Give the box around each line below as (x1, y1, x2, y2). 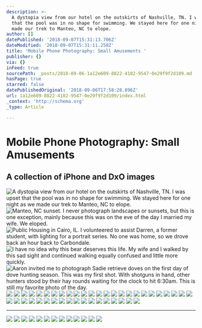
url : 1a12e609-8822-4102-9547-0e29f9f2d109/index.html (6, 93, 147, 99)
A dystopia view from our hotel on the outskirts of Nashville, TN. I (11, 14, 192, 20)
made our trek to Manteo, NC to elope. (11, 25, 112, 32)
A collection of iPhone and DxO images (6, 172, 155, 182)
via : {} (6, 59, 26, 65)
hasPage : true (6, 76, 42, 82)
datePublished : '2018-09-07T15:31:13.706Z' (6, 37, 117, 43)
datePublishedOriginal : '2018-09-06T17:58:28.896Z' (6, 87, 138, 93)
